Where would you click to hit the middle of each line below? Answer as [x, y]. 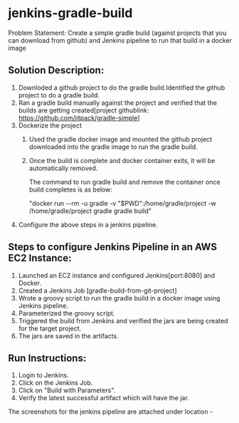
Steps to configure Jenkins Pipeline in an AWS [113, 247]
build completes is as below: [71, 189]
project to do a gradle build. [59, 95]
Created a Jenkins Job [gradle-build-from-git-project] [97, 291]
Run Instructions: [47, 358]
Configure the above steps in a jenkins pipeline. [88, 224]
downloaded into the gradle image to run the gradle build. [113, 147]
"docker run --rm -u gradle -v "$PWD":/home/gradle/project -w [122, 203]
